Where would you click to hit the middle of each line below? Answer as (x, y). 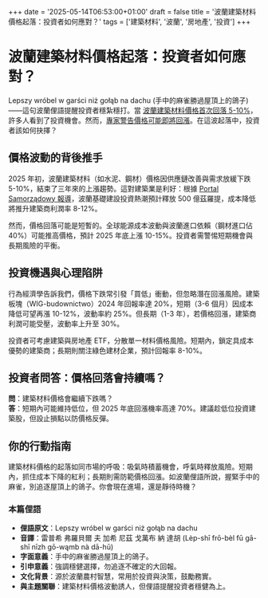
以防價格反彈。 (88, 419)
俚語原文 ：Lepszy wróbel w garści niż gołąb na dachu (108, 528)
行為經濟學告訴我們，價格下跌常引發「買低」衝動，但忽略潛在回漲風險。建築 (134, 293)
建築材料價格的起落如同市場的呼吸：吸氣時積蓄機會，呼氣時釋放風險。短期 (130, 467)
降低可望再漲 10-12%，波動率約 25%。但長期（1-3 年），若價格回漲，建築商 (132, 313)
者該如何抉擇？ (33, 130)
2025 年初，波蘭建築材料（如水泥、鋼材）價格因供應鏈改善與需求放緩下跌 (130, 179)
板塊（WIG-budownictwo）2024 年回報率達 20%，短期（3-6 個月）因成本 (131, 303)
